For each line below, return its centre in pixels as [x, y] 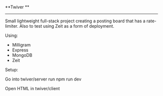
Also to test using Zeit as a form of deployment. [67, 26]
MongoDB [22, 55]
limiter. [12, 26]
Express [20, 50]
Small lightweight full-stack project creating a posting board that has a [75, 21]
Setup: [12, 70]
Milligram [21, 45]
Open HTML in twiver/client [33, 88]
